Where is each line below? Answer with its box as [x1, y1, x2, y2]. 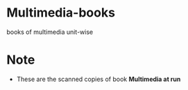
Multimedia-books [6, 5, 116, 21]
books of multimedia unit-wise [6, 28, 94, 36]
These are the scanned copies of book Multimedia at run [16, 75, 181, 83]
